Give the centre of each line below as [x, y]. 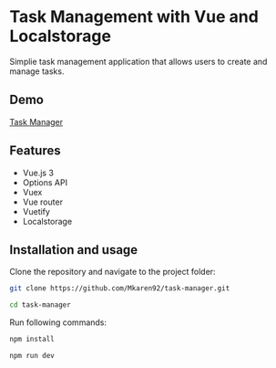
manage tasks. [37, 71]
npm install [32, 340]
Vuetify [36, 211]
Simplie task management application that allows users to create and [138, 61]
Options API [45, 182]
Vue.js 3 [38, 173]
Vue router [43, 202]
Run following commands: [58, 322]
